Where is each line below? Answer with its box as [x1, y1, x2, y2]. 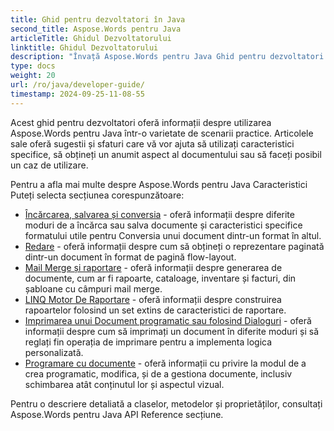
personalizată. [24, 346, 84, 358]
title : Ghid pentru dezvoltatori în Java [10, 14, 186, 25]
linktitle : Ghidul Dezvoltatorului [10, 42, 159, 53]
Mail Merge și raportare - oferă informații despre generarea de [24, 261, 283, 273]
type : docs [10, 61, 56, 71]
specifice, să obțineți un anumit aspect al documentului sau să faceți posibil [10, 148, 322, 160]
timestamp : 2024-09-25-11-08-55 [10, 89, 145, 99]
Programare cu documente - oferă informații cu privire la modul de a [24, 357, 307, 369]
